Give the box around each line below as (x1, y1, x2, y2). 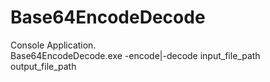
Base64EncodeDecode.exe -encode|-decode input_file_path (10, 49, 261, 61)
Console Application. (10, 39, 97, 51)
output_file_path (10, 60, 77, 72)
